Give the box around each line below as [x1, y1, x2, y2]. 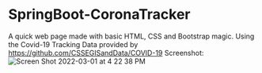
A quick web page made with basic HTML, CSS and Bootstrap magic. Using [8, 31, 255, 41]
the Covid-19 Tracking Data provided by [8, 39, 139, 49]
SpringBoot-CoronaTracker [8, 5, 192, 24]
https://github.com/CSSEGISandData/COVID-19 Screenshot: [8, 48, 204, 57]
